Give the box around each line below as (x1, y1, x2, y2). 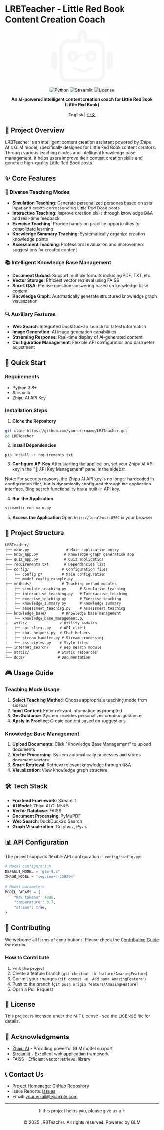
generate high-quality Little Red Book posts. (5, 160, 94, 166)
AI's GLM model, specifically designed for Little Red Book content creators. (5, 144, 156, 150)
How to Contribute (5, 954, 50, 961)
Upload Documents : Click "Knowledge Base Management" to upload (12, 741, 151, 747)
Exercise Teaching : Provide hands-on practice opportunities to (12, 221, 140, 227)
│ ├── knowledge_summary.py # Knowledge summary (5, 601, 121, 606)
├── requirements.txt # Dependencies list (5, 562, 106, 567)
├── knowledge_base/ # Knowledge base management (5, 611, 121, 616)
